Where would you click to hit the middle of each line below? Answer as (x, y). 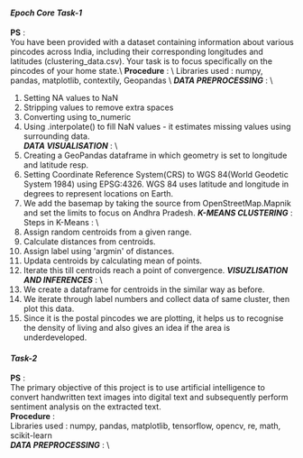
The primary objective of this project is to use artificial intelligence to (138, 388)
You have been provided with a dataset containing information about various (152, 42)
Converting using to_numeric (77, 117)
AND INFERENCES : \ (63, 280)
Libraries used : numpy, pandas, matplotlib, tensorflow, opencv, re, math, (146, 426)
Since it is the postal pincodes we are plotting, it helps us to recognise (153, 318)
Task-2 (24, 358)
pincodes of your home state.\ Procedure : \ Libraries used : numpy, (137, 71)
